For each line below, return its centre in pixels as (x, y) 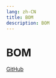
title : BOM (20, 17)
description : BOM (28, 23)
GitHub (15, 69)
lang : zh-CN (21, 12)
